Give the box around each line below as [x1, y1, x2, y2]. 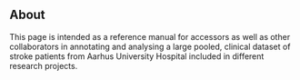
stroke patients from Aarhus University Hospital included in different [9, 50, 265, 62]
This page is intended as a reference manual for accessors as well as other [9, 31, 291, 42]
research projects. [9, 60, 78, 71]
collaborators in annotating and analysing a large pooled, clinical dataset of [9, 41, 291, 52]
